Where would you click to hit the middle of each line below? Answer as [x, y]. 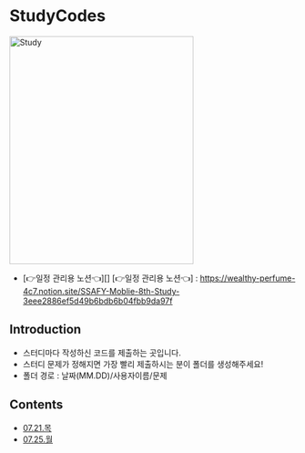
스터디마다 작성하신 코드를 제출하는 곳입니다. [102, 353]
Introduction [46, 329]
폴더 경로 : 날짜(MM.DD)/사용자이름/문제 [95, 376]
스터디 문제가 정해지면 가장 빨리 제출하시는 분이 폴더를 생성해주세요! [143, 364]
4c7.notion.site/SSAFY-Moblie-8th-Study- [101, 291]
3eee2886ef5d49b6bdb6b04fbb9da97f [97, 301]
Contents [36, 405]
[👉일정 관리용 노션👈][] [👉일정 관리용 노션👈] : [110, 278]
